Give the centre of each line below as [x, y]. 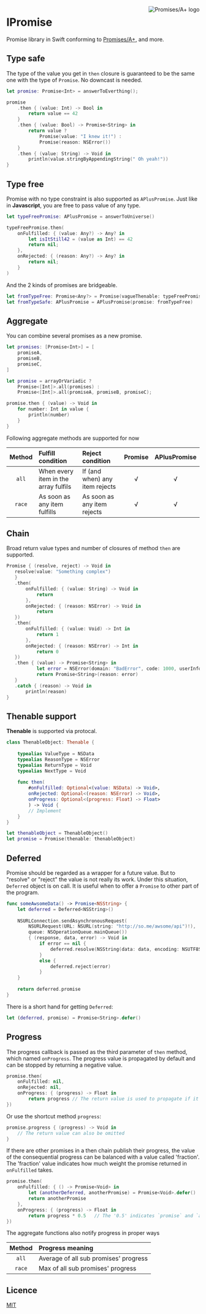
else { [48, 961]
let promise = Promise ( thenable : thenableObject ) [71, 839]
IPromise [29, 22]
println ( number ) [49, 415]
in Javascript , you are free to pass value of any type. [74, 205]
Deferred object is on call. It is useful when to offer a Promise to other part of [103, 886]
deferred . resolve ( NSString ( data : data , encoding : [115, 949]
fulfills [48, 512]
